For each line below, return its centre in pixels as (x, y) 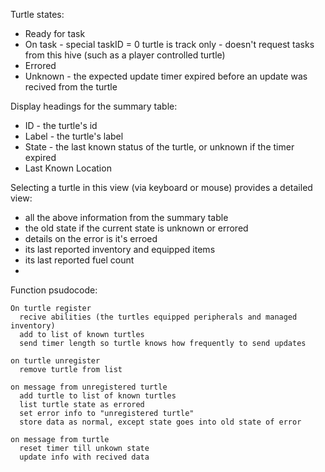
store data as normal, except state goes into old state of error (160, 422)
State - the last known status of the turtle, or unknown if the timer (159, 147)
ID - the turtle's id (61, 125)
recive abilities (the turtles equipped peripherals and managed (158, 317)
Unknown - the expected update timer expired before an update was (166, 76)
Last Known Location (68, 168)
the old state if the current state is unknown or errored (136, 228)
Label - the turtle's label (74, 136)
